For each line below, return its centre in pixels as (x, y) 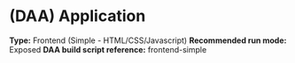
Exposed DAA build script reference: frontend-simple (108, 49)
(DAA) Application (78, 16)
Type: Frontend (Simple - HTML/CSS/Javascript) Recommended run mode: (148, 40)
